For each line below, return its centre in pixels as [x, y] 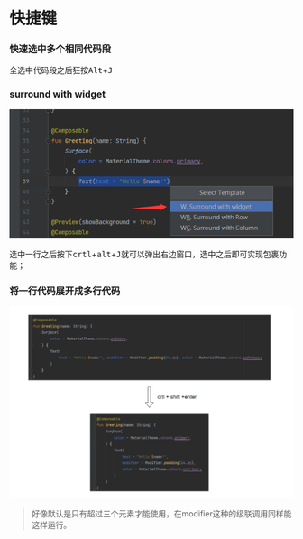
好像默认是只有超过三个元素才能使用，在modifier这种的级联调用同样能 [161, 514]
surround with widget [58, 94]
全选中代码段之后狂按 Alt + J [61, 70]
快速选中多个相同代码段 [60, 49]
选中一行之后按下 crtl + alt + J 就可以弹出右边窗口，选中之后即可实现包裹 [144, 254]
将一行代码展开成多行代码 [65, 291]
